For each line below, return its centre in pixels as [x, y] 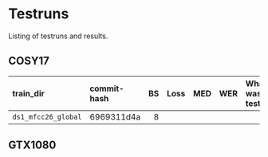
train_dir [29, 93]
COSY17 [29, 61]
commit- [107, 88]
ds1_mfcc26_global [47, 117]
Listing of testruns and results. [58, 36]
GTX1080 [32, 145]
